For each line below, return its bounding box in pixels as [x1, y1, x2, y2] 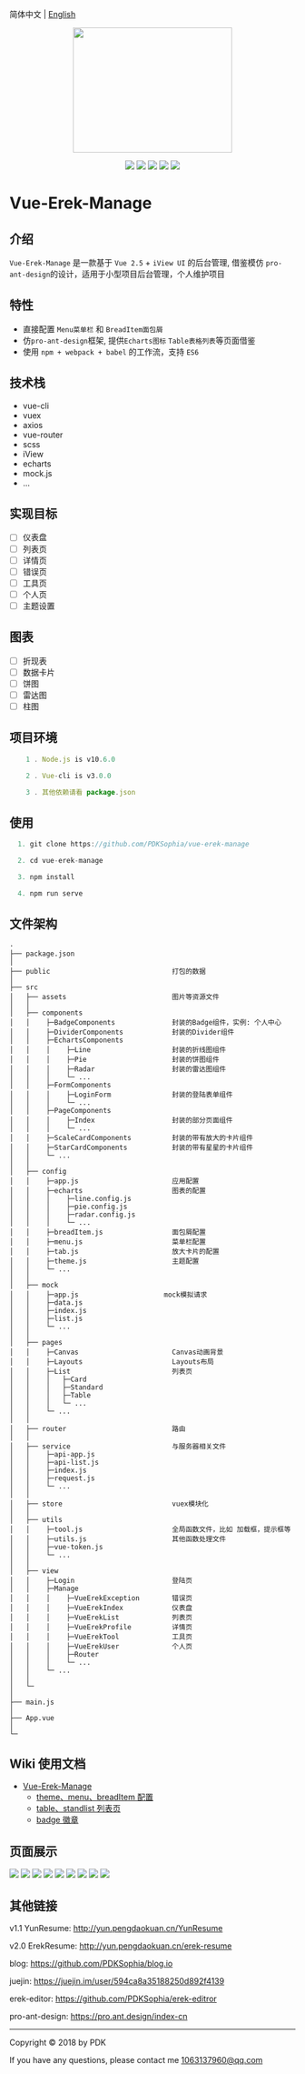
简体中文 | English [9, 9, 76, 19]
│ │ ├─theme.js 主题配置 [9, 1257, 200, 1266]
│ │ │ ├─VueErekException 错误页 [9, 1593, 193, 1603]
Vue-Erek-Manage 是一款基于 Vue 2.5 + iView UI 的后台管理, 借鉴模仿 [9, 257, 264, 267]
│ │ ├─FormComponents [9, 1080, 112, 1089]
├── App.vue [9, 1713, 54, 1722]
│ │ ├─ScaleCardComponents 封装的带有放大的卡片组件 [9, 1133, 254, 1142]
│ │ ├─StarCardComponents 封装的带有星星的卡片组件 [9, 1143, 254, 1152]
